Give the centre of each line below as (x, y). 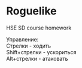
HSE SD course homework (39, 28)
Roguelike (31, 11)
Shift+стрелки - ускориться (41, 52)
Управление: (22, 39)
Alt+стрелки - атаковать (37, 58)
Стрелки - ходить (29, 46)
